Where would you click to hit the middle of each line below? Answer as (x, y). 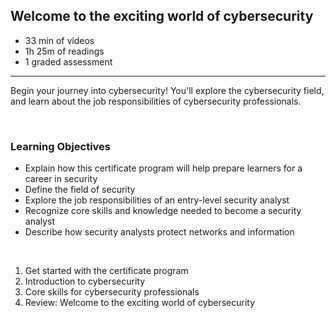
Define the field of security (80, 190)
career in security (61, 179)
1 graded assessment (68, 61)
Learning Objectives (61, 146)
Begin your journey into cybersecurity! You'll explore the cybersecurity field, (167, 90)
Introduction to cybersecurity (85, 281)
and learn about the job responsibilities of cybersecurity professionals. (156, 101)
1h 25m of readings (64, 51)
